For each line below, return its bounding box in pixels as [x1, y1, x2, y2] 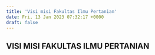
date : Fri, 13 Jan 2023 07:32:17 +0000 [6, 14, 104, 20]
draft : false [6, 19, 38, 25]
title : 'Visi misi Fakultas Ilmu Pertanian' [6, 8, 117, 15]
